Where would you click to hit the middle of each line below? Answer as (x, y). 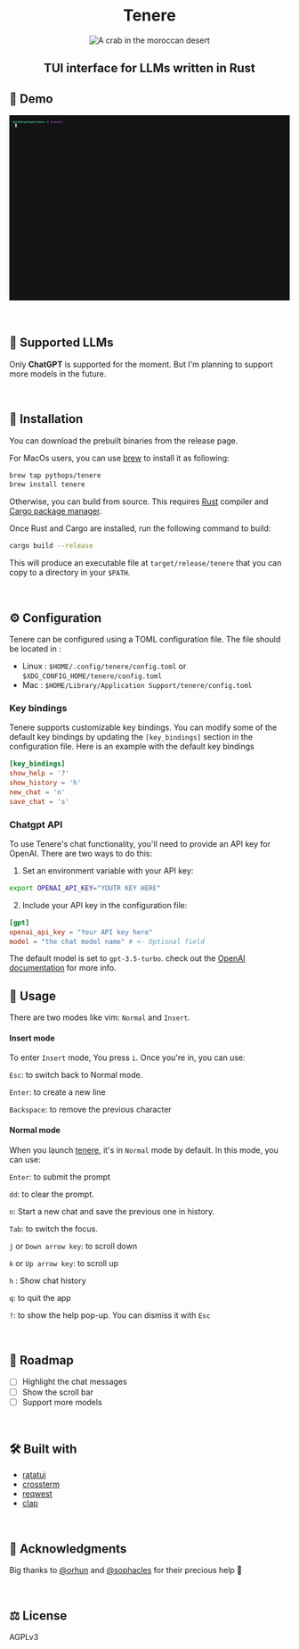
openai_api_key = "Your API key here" (81, 932)
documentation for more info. (63, 968)
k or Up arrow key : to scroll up (64, 1263)
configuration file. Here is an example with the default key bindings (132, 747)
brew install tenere (48, 485)
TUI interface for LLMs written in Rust (149, 68)
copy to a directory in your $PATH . (70, 573)
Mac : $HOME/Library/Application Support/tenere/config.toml (137, 684)
